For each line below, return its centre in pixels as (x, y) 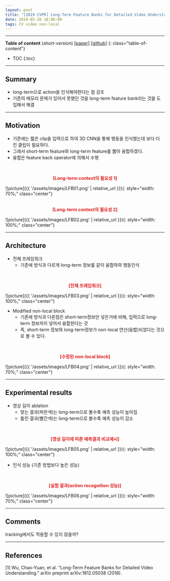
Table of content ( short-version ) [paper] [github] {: (59, 43)
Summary (21, 79)
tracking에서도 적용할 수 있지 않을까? (42, 534)
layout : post (19, 10)
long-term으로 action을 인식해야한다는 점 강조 (58, 92)
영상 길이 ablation (30, 406)
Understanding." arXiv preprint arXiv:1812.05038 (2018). (64, 573)
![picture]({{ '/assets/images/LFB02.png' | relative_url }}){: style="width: (80, 220)
